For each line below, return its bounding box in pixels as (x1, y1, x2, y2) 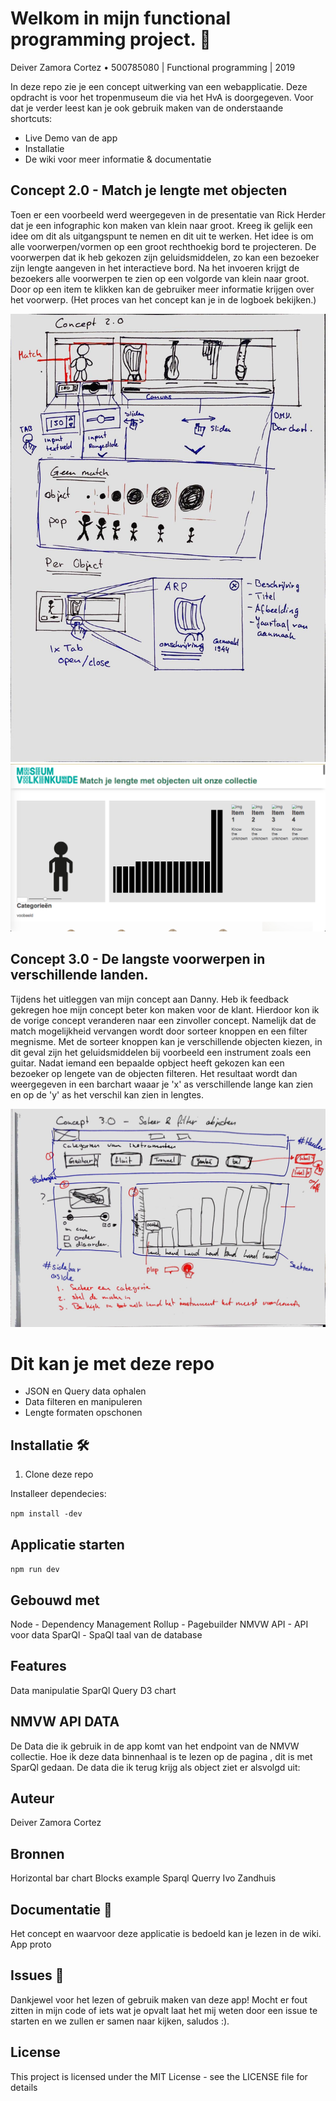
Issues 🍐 (10, 1967, 65, 1984)
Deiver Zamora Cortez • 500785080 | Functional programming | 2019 (10, 61, 296, 73)
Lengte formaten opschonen (24, 1407, 143, 1419)
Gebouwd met (10, 1592, 100, 1609)
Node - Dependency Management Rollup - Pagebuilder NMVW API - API (10, 1618, 309, 1630)
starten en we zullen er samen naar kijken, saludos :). (10, 2015, 230, 2027)
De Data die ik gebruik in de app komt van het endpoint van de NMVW (10, 1740, 300, 1752)
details (10, 2081, 38, 2093)
